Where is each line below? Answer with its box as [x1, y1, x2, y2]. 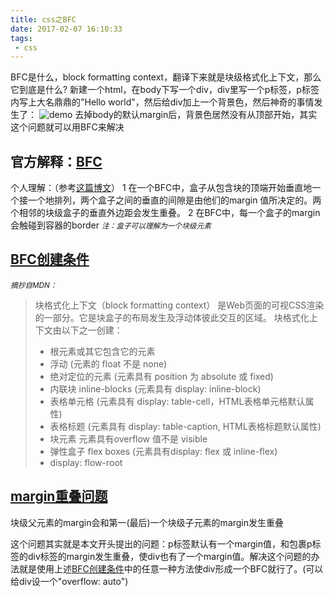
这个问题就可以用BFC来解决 [10, 121, 125, 133]
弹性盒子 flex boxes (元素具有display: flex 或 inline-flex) [49, 445, 278, 457]
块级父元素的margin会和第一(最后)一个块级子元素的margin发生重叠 [10, 516, 285, 528]
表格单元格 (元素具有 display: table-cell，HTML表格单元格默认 [49, 395, 306, 407]
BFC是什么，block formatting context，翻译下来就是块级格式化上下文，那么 [10, 71, 322, 83]
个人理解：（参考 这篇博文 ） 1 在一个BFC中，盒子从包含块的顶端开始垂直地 [10, 182, 313, 194]
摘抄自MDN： [10, 280, 58, 290]
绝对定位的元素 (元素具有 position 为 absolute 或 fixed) [49, 370, 274, 382]
